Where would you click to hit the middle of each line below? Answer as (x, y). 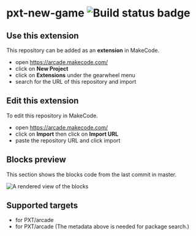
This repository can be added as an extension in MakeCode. (83, 50)
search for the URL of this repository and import (76, 82)
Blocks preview (36, 160)
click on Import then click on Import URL (67, 134)
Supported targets (42, 206)
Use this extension (43, 36)
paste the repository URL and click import (68, 140)
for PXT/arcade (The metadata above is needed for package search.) (102, 227)
